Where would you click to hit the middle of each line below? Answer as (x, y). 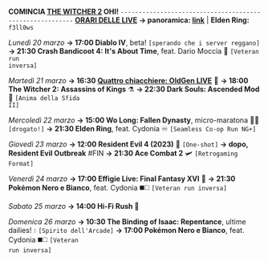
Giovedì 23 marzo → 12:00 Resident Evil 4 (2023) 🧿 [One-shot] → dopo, (128, 144)
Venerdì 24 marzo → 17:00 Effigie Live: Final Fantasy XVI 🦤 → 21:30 (122, 179)
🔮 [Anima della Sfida (44, 98)
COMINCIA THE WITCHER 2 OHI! (63, 12)
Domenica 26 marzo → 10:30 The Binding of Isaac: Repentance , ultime (127, 222)
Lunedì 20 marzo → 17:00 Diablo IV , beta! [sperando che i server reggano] (134, 42)
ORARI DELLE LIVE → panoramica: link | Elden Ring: (162, 20)
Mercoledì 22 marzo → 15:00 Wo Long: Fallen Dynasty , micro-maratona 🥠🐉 (134, 120)
